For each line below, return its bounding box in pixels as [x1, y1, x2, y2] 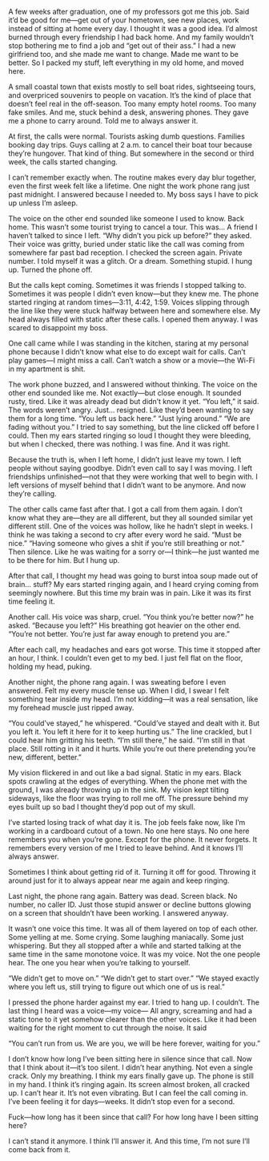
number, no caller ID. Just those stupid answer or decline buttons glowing [8, 900, 251, 909]
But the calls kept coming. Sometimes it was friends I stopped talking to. [8, 281, 247, 289]
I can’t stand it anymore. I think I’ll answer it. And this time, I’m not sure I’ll [8, 1136, 251, 1146]
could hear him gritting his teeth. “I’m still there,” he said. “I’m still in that [8, 735, 246, 745]
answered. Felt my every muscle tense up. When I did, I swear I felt [8, 686, 230, 695]
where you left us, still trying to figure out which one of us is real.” [8, 982, 226, 991]
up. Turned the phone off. [8, 265, 93, 274]
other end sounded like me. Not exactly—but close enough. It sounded [8, 388, 242, 398]
